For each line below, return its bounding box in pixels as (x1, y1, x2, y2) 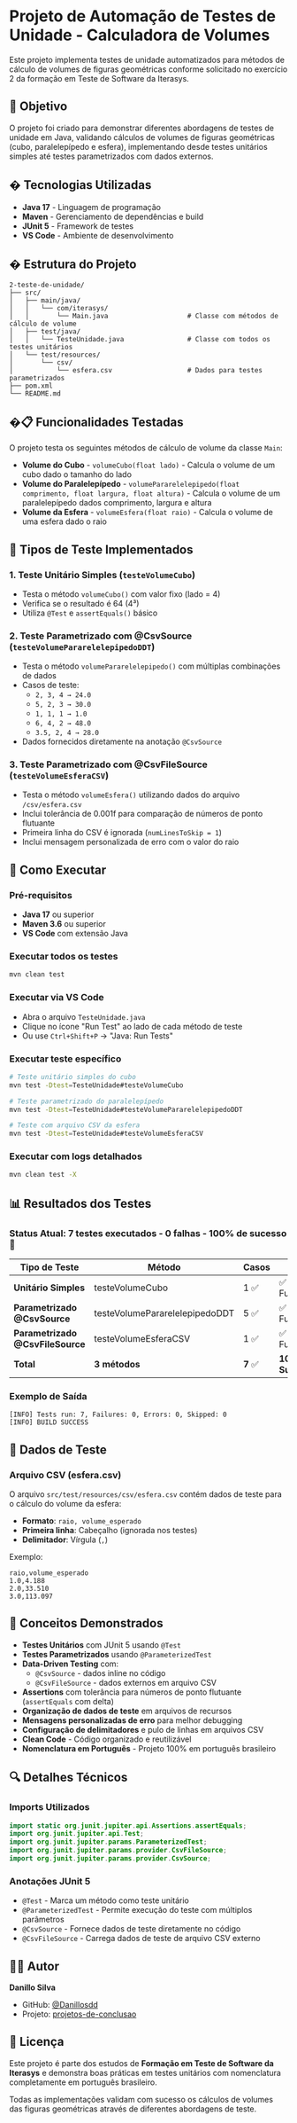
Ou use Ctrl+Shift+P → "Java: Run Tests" (21, 1030, 174, 1041)
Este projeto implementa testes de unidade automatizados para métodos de (9, 54, 286, 65)
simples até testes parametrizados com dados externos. (9, 151, 214, 161)
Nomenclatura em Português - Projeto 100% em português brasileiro (21, 1743, 277, 1753)
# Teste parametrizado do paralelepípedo (9, 1097, 164, 1106)
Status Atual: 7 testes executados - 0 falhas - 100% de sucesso (9, 1226, 287, 1239)
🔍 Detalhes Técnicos (9, 1770, 128, 1785)
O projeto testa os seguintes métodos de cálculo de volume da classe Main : (9, 443, 283, 453)
